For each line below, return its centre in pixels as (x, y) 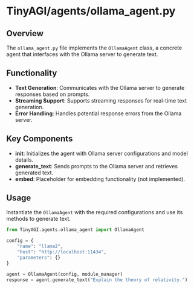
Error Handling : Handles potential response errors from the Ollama (98, 113)
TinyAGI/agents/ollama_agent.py (91, 11)
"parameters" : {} (39, 258)
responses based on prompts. (52, 94)
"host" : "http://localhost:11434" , (62, 252)
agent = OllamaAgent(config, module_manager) (64, 274)
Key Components (40, 139)
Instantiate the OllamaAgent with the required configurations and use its (95, 212)
